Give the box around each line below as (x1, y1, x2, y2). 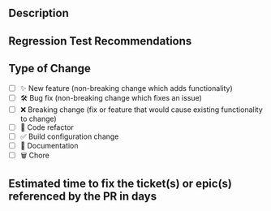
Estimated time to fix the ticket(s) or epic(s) (8, 177, 233, 191)
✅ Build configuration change (19, 131, 119, 141)
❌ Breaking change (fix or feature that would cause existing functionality (19, 105, 264, 114)
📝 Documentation (19, 140, 79, 150)
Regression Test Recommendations (8, 34, 192, 48)
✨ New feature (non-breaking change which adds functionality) (19, 83, 233, 93)
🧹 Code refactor (19, 122, 75, 132)
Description (8, 6, 69, 20)
